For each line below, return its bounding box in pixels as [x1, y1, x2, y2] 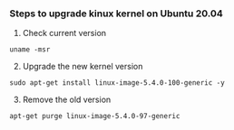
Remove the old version [22, 94, 112, 106]
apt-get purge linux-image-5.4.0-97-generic [9, 112, 180, 121]
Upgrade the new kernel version [22, 61, 143, 72]
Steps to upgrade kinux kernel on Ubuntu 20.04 [9, 7, 224, 20]
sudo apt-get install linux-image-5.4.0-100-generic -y [9, 79, 225, 88]
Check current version [22, 28, 107, 39]
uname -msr [9, 45, 51, 54]
